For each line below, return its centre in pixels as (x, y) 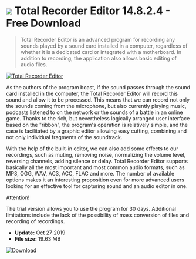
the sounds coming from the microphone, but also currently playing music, (96, 106)
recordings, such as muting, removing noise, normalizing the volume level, (96, 154)
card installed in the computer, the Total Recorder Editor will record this (92, 93)
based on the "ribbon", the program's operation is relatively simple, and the (97, 125)
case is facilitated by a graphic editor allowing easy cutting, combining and (97, 131)
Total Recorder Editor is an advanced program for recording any (98, 39)
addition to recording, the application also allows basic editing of (99, 58)
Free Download (43, 23)
